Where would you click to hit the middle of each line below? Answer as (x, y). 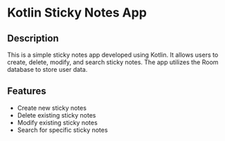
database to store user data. (47, 69)
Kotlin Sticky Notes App (77, 13)
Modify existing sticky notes (57, 122)
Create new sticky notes (52, 108)
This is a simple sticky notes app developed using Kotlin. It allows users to (113, 55)
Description (33, 38)
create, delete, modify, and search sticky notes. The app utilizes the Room (113, 62)
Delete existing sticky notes (56, 115)
